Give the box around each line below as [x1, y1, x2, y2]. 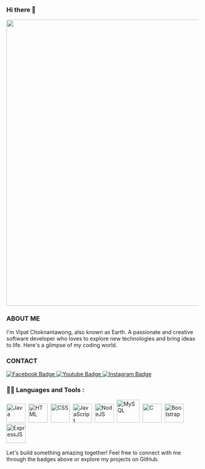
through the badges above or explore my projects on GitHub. [6, 456, 159, 463]
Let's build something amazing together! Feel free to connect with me [6, 449, 181, 457]
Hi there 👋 [6, 5, 37, 14]
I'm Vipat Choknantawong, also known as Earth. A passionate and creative [6, 328, 193, 335]
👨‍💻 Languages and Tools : [6, 385, 84, 394]
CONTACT [6, 357, 38, 365]
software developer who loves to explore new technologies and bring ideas [6, 335, 195, 342]
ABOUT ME [6, 314, 40, 323]
